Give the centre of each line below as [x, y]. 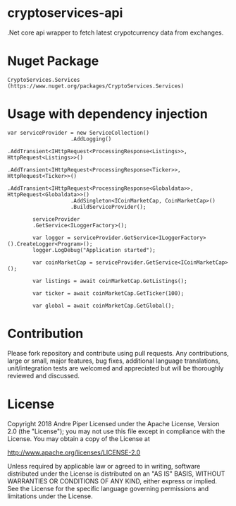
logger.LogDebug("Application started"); [94, 250]
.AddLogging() [91, 139]
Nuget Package [53, 61]
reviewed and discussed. [43, 375]
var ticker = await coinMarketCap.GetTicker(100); [108, 293]
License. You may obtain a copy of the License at [79, 438]
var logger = [52, 238]
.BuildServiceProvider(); [108, 207]
